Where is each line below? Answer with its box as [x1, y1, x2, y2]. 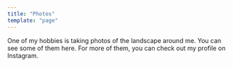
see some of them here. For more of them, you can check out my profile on [7, 44, 226, 52]
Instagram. [7, 51, 39, 60]
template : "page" [7, 17, 59, 24]
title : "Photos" [7, 10, 55, 18]
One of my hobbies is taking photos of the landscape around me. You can [7, 36, 222, 44]
